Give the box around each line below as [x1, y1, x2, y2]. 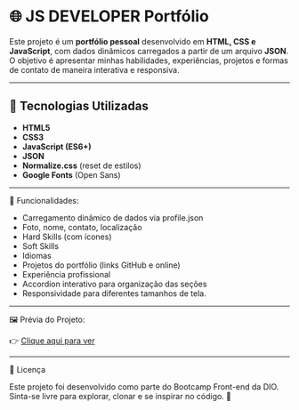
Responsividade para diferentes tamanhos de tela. [21, 287, 206, 299]
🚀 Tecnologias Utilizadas [9, 99, 149, 114]
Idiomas [21, 250, 52, 261]
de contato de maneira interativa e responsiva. [9, 64, 180, 75]
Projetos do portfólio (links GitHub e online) [21, 260, 181, 270]
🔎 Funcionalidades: [9, 195, 79, 205]
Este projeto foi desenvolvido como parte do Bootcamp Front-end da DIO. [9, 381, 279, 392]
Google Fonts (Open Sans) [21, 169, 122, 180]
